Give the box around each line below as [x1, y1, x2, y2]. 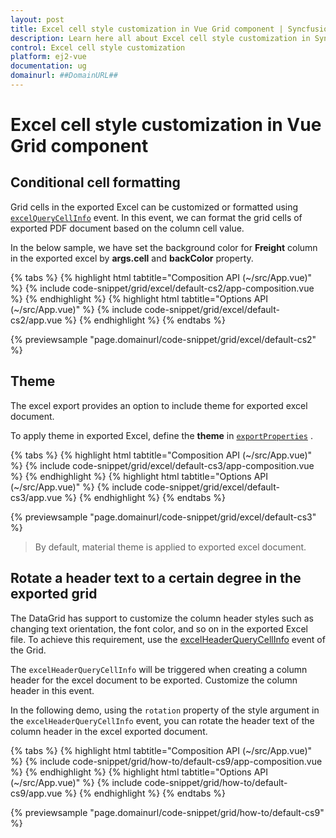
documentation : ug [10, 61, 87, 71]
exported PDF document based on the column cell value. [10, 222, 245, 234]
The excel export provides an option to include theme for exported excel [10, 399, 308, 411]
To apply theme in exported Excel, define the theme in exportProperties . [10, 429, 313, 441]
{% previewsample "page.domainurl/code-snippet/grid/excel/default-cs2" [10, 333, 317, 345]
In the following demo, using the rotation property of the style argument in [10, 704, 320, 716]
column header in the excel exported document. [10, 725, 208, 737]
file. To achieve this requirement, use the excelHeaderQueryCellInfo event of [10, 633, 326, 645]
